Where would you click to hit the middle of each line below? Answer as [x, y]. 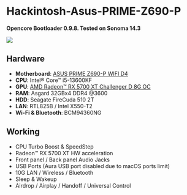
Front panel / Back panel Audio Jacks [63, 160]
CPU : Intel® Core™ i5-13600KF [54, 80]
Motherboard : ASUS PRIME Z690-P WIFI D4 [72, 73]
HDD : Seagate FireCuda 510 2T [55, 100]
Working [23, 132]
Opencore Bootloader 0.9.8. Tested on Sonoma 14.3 [74, 28]
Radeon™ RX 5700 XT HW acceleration [64, 153]
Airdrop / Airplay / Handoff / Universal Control [73, 185]
